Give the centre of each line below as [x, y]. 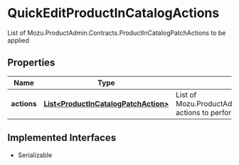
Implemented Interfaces [62, 138]
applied [18, 40]
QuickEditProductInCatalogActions [113, 13]
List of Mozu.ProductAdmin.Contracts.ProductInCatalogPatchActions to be [117, 33]
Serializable [35, 155]
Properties [31, 63]
